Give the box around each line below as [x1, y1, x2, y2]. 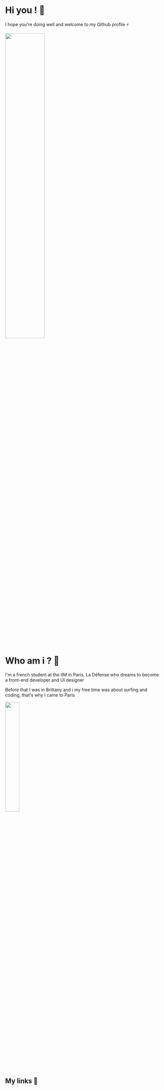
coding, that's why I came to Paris [5, 692, 75, 698]
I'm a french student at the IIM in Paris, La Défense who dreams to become [5, 672, 160, 678]
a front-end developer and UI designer [5, 677, 84, 683]
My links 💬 [5, 1077, 38, 1085]
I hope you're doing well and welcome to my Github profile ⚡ [5, 21, 130, 27]
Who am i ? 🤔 [5, 655, 60, 667]
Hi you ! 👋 [5, 5, 45, 16]
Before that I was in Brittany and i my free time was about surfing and [5, 687, 148, 693]
